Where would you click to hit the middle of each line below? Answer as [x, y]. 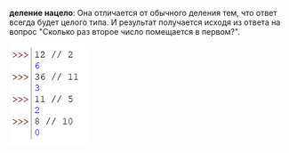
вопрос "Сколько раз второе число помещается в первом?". [124, 32]
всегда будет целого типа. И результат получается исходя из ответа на [145, 22]
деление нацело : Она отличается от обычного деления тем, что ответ [143, 13]
